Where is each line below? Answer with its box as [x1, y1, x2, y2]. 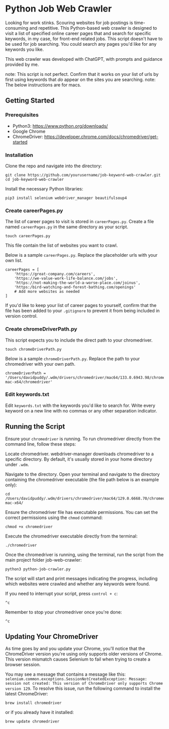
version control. [5, 313, 38, 319]
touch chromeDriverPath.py [5, 347, 62, 352]
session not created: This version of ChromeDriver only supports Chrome [5, 681, 163, 686]
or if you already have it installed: [5, 709, 74, 715]
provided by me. [5, 61, 39, 67]
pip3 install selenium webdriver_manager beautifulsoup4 [5, 195, 127, 200]
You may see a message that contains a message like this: [5, 671, 126, 677]
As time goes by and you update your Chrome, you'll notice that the [5, 646, 145, 652]
